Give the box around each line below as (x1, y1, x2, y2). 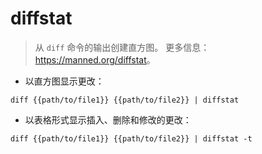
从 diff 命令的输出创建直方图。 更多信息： (34, 41, 210, 53)
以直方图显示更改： (24, 75, 105, 87)
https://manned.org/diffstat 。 (34, 53, 156, 66)
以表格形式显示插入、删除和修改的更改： (24, 113, 192, 126)
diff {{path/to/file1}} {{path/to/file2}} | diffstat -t (10, 133, 253, 144)
